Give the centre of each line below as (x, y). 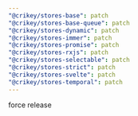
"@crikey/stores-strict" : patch (62, 68)
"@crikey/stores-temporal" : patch (66, 82)
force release (30, 105)
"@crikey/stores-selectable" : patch (69, 60)
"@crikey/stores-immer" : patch (60, 38)
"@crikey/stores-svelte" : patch (62, 75)
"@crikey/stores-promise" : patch (64, 45)
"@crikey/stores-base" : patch (59, 15)
